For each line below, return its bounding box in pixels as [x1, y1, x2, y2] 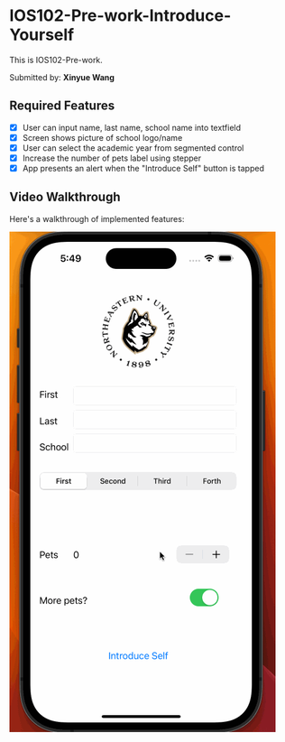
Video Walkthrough [9, 190, 121, 205]
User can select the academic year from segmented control [22, 142, 244, 153]
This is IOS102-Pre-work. [9, 54, 104, 65]
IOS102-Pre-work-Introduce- [9, 5, 232, 26]
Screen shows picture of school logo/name [22, 132, 183, 143]
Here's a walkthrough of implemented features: [9, 213, 185, 224]
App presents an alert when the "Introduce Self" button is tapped [22, 163, 264, 173]
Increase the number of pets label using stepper [22, 153, 201, 163]
